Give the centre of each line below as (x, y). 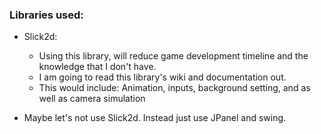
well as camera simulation (92, 99)
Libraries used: (46, 15)
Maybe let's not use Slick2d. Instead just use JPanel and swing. (155, 118)
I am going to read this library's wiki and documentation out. (162, 77)
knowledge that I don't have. (97, 67)
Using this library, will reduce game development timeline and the (173, 56)
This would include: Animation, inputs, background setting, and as (174, 88)
